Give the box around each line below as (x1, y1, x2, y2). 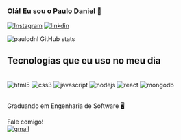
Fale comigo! (7, 117, 44, 126)
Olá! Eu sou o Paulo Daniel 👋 (7, 6, 102, 16)
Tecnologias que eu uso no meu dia (7, 55, 161, 66)
